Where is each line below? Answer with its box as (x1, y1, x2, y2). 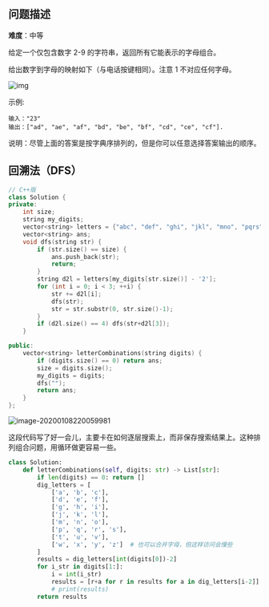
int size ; (22, 208, 56, 216)
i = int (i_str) (50, 570, 102, 579)
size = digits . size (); (37, 364, 113, 372)
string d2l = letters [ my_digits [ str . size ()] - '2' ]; (37, 275, 217, 283)
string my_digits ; (22, 216, 84, 224)
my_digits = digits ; (37, 371, 106, 379)
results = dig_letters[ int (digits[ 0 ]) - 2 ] (37, 556, 178, 564)
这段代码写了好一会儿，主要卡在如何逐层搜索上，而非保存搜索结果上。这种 (8, 432, 254, 442)
